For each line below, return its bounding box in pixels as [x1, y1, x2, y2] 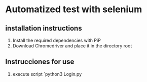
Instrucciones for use [5, 58, 75, 66]
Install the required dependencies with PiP [12, 37, 101, 43]
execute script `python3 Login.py [12, 71, 82, 77]
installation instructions [5, 24, 82, 33]
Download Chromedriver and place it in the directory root [12, 43, 132, 49]
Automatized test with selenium [5, 4, 142, 15]
